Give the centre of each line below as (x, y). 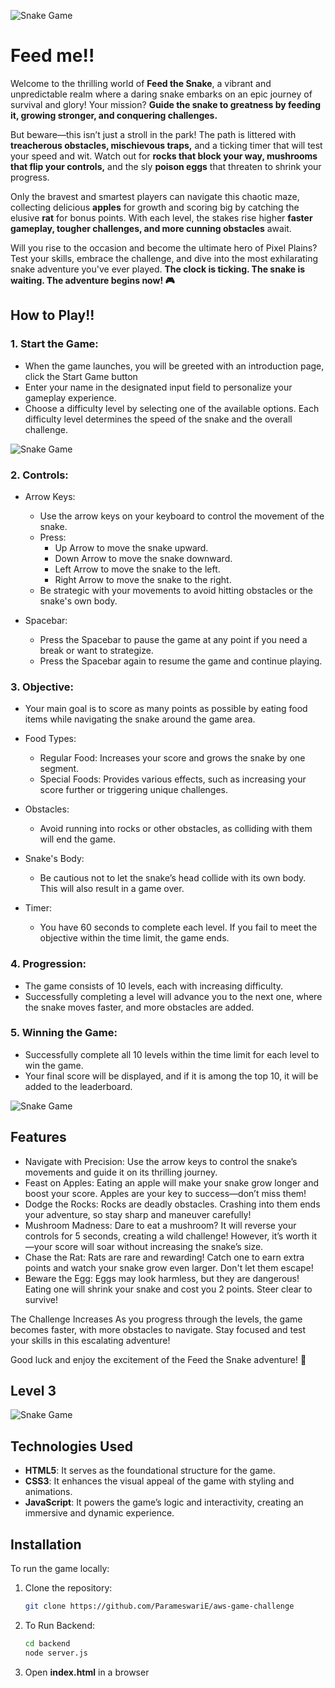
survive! (41, 1299)
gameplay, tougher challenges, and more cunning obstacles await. (151, 228)
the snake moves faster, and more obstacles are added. (139, 1007)
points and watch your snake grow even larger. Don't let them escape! (169, 1267)
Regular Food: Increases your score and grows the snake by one (172, 758)
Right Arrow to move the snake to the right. (143, 579)
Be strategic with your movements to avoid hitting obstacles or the (176, 590)
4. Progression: (48, 964)
